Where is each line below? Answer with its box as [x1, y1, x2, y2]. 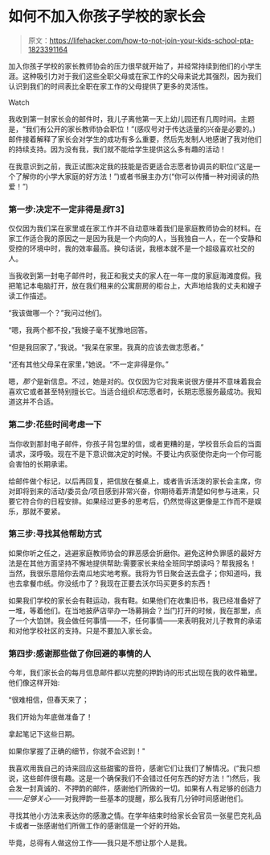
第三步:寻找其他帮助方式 [8, 529, 102, 540]
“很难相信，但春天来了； [8, 695, 90, 705]
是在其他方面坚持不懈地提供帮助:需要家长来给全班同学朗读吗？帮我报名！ [14, 558, 257, 568]
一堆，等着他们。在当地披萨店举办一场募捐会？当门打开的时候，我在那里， [8, 605, 255, 615]
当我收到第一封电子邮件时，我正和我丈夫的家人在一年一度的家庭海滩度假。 [8, 271, 255, 280]
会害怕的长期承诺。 [8, 459, 72, 468]
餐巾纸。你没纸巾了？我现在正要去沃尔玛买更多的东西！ [29, 578, 213, 588]
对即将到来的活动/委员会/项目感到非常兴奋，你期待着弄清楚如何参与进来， [8, 486, 253, 496]
